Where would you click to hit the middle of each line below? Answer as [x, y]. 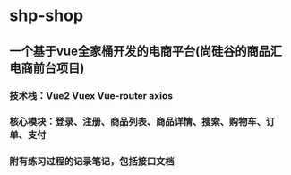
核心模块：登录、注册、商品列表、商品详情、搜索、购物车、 [138, 122]
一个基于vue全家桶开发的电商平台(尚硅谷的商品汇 [146, 51]
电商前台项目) [47, 68]
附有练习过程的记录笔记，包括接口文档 [92, 162]
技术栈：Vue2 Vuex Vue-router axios [91, 95]
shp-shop [46, 16]
